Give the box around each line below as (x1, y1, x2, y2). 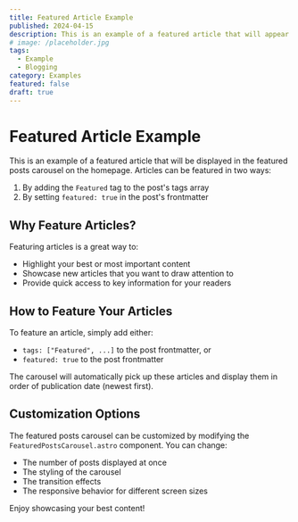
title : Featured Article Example (9, 12, 134, 22)
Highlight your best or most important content (21, 259, 191, 269)
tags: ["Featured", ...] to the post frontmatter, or (21, 344, 211, 355)
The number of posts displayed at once (21, 457, 168, 468)
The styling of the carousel (21, 466, 122, 477)
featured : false (9, 79, 70, 88)
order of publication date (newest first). (9, 381, 154, 392)
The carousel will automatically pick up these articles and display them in (9, 371, 278, 382)
